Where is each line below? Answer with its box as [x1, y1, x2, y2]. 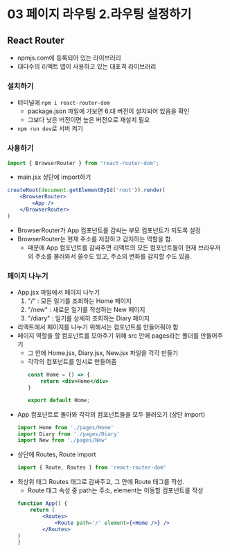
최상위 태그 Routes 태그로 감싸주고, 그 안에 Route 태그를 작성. [17, 478, 185, 486]
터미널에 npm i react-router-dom [17, 98, 110, 107]
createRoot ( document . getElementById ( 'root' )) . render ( [7, 187, 166, 194]
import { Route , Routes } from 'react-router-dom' [17, 464, 167, 472]
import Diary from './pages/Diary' [17, 431, 121, 438]
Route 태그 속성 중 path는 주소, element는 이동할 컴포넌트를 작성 [27, 486, 204, 494]
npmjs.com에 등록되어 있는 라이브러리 [17, 53, 121, 62]
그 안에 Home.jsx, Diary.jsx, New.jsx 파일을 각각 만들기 [27, 349, 179, 357]
